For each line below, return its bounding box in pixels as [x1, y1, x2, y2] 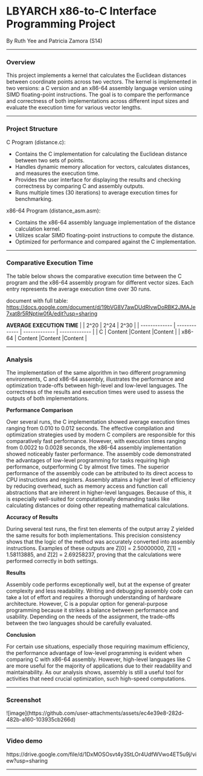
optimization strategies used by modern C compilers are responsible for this [6, 431, 196, 438]
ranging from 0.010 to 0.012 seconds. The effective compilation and [6, 425, 175, 432]
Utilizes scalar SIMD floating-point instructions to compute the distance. [14, 231, 195, 238]
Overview [6, 58, 36, 66]
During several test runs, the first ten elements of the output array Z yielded [6, 525, 195, 533]
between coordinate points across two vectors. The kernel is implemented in [6, 78, 197, 85]
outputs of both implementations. [6, 395, 89, 402]
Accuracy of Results [6, 513, 59, 521]
